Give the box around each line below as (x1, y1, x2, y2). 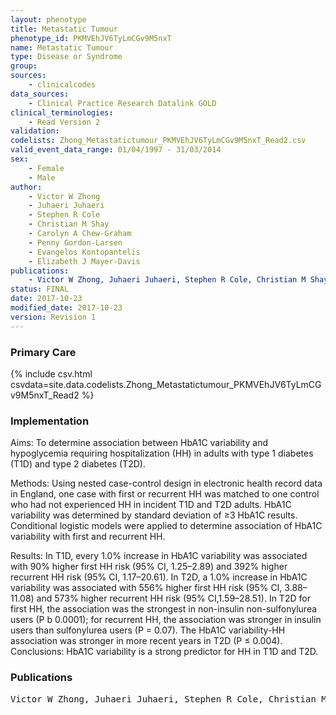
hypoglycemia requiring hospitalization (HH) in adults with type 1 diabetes (10, 447, 314, 460)
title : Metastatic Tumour (10, 24, 118, 34)
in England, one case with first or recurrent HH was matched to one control (10, 488, 320, 500)
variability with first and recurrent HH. (10, 531, 166, 543)
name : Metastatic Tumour (10, 42, 114, 53)
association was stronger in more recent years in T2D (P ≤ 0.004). (10, 635, 283, 647)
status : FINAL (10, 284, 70, 295)
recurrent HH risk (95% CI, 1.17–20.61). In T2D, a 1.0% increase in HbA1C (10, 571, 308, 583)
